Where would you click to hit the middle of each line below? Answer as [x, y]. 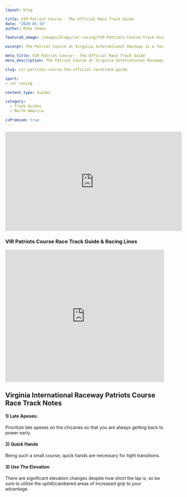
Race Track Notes [34, 403]
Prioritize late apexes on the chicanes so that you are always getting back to [84, 427]
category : [16, 101]
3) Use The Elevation [27, 467]
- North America [27, 111]
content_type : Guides [28, 92]
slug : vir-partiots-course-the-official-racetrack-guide [66, 69]
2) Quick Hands [22, 444]
